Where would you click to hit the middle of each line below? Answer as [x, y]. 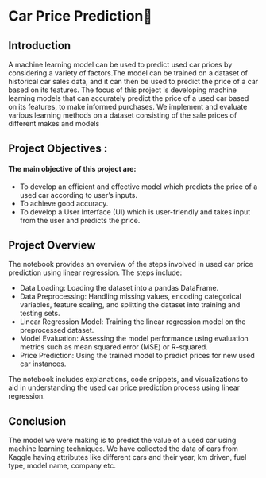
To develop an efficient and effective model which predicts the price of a [139, 187]
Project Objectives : [58, 149]
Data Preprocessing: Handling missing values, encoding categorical [131, 296]
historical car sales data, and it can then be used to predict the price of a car [133, 81]
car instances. [43, 364]
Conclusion [37, 421]
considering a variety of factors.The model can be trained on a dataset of [128, 73]
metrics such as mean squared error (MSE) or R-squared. [114, 347]
